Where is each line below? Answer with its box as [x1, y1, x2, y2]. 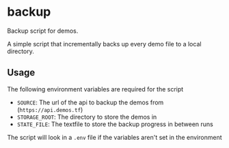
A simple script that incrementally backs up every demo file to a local [7, 40, 202, 48]
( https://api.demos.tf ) [16, 105, 83, 113]
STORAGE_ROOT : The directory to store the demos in [16, 113, 157, 121]
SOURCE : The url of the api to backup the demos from [16, 98, 164, 106]
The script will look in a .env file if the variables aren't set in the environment [7, 133, 222, 141]
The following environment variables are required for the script [7, 85, 184, 93]
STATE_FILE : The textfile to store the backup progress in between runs [16, 120, 213, 128]
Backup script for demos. [7, 27, 79, 35]
